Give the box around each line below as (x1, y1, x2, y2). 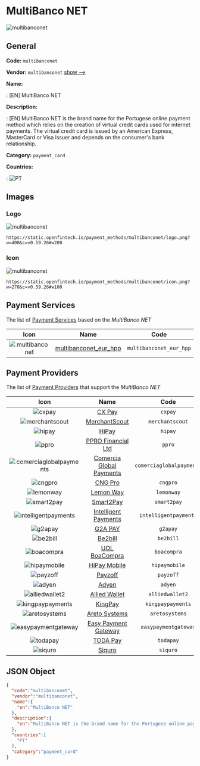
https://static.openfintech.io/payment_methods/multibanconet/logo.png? (6, 235, 190, 241)
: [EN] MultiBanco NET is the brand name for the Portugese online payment (6, 114, 190, 122)
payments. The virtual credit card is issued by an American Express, (6, 127, 173, 135)
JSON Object (6, 666, 55, 677)
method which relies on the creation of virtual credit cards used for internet (6, 121, 190, 128)
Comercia (93, 454, 121, 462)
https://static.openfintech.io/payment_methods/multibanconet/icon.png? (6, 279, 190, 285)
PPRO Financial (86, 437, 129, 445)
